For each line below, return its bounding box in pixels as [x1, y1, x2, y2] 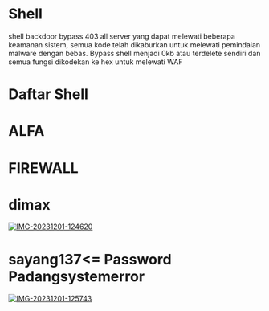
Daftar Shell [8, 85, 88, 104]
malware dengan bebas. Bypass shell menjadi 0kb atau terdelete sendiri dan [8, 48, 261, 58]
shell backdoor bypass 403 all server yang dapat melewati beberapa [8, 31, 235, 41]
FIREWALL [8, 158, 79, 177]
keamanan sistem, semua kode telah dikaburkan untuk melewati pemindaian [8, 39, 261, 49]
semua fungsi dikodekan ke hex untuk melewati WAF [8, 57, 183, 67]
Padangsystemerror [8, 267, 145, 285]
